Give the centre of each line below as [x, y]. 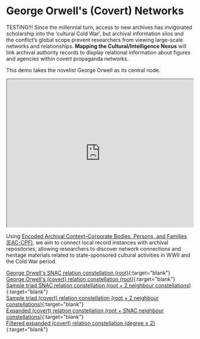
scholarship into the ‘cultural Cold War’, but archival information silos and [95, 33]
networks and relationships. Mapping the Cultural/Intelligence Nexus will [96, 46]
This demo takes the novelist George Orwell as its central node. [83, 70]
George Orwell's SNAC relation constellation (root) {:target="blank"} [88, 273]
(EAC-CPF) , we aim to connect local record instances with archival [87, 242]
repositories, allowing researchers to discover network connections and [94, 248]
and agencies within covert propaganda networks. [67, 59]
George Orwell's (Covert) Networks [95, 11]
